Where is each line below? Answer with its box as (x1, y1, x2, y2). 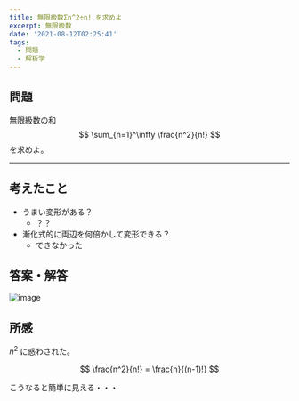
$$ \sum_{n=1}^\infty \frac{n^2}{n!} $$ (78, 129, 221, 140)
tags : (9, 37, 29, 47)
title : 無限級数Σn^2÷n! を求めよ (9, 12, 123, 22)
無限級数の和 (9, 115, 56, 125)
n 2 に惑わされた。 (9, 344, 76, 357)
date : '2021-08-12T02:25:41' (9, 29, 117, 38)
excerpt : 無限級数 (9, 21, 73, 30)
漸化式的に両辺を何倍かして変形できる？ (21, 229, 171, 239)
